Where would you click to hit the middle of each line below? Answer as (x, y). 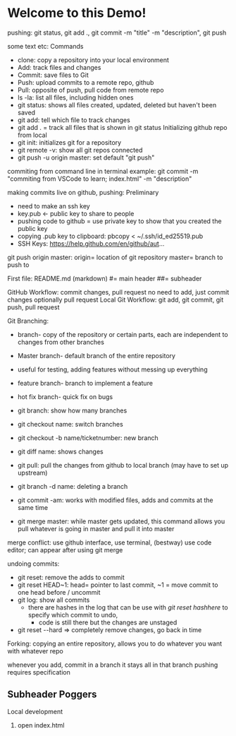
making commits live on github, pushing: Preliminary (83, 192)
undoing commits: (33, 564)
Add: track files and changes (59, 67)
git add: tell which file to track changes (74, 120)
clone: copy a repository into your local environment (93, 60)
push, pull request (33, 307)
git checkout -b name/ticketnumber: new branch (88, 438)
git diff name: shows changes (60, 451)
